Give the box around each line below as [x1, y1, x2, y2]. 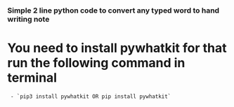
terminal [7, 70, 58, 86]
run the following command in [7, 55, 186, 71]
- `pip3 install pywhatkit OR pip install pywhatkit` [10, 93, 171, 100]
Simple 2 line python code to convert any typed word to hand [7, 6, 220, 15]
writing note [7, 14, 50, 24]
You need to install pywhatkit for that [7, 41, 227, 56]
